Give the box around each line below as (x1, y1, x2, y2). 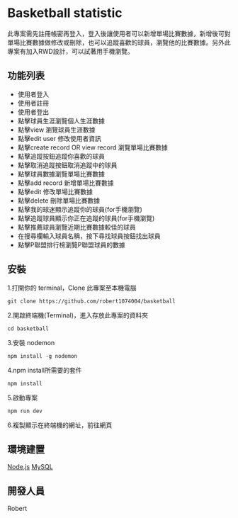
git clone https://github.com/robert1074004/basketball (7, 298, 176, 305)
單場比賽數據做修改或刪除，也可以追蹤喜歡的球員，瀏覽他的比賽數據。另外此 (7, 38, 231, 47)
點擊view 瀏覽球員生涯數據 (17, 125, 96, 134)
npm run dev (7, 407, 42, 415)
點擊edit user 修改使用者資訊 (17, 134, 101, 142)
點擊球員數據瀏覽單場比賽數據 (17, 169, 105, 178)
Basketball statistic (7, 5, 123, 21)
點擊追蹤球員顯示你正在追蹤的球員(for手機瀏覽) (17, 214, 155, 223)
